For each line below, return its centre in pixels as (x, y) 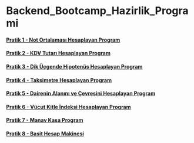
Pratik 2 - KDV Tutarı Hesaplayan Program (58, 53)
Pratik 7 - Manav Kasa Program (45, 120)
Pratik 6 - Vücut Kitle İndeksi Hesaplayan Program (68, 107)
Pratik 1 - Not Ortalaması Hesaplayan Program (63, 40)
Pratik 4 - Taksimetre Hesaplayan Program (59, 80)
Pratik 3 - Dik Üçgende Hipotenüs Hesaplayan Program (74, 66)
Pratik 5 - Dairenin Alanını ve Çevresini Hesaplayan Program (81, 93)
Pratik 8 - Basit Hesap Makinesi (45, 134)
